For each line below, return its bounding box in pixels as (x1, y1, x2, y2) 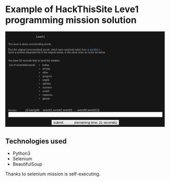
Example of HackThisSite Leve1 (5, 4, 139, 15)
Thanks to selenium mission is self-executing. (5, 171, 101, 177)
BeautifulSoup (12, 161, 42, 167)
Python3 (12, 151, 30, 157)
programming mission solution (5, 14, 137, 26)
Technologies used (5, 137, 67, 145)
